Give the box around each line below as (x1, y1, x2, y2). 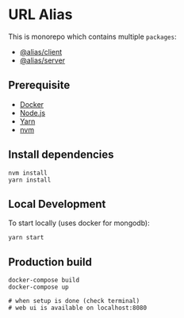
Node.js (19, 108, 46, 117)
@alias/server (19, 56, 66, 65)
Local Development (8, 197, 106, 211)
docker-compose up (8, 283, 69, 291)
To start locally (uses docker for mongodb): (8, 218, 150, 228)
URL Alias (8, 6, 73, 24)
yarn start (8, 234, 44, 242)
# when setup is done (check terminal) (8, 297, 140, 305)
